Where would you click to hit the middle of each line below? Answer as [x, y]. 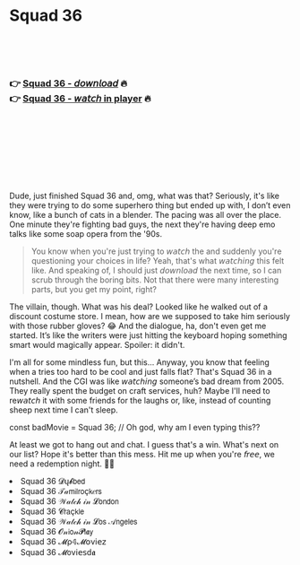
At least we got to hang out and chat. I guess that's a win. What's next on [144, 445]
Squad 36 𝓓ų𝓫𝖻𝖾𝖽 [53, 482]
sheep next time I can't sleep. [64, 410]
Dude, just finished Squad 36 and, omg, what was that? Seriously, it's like [145, 196]
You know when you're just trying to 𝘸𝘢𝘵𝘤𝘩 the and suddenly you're [156, 251]
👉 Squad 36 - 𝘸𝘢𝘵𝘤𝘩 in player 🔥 [80, 98]
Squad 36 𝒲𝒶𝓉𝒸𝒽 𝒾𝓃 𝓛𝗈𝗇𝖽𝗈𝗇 [70, 501]
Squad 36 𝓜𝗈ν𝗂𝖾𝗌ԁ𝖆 [58, 552]
